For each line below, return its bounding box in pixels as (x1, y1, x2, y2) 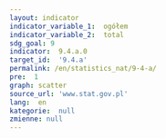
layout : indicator (9, 13, 79, 23)
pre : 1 (9, 73, 39, 82)
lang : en (9, 97, 47, 107)
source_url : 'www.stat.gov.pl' (9, 89, 129, 98)
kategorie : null (9, 106, 76, 115)
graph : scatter (9, 81, 67, 90)
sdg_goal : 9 (9, 38, 55, 48)
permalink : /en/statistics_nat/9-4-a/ (9, 64, 157, 74)
